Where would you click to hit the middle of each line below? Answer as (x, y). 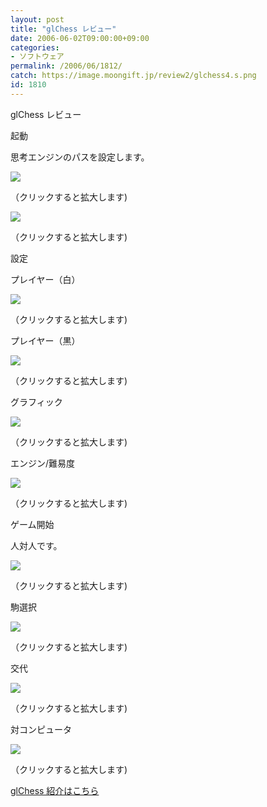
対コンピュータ (41, 729)
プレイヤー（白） (45, 279)
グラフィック (36, 402)
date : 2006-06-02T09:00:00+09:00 (80, 38)
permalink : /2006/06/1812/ (66, 66)
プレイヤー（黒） (45, 340)
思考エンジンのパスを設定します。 (80, 157)
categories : (35, 47)
